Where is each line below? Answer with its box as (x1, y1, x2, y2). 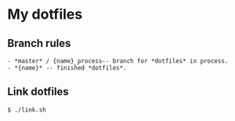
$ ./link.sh (7, 105, 46, 114)
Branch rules (7, 37, 71, 50)
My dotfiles (7, 5, 83, 23)
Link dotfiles (7, 85, 70, 98)
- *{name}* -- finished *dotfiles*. (7, 64, 127, 72)
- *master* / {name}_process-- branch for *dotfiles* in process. (7, 57, 229, 65)
